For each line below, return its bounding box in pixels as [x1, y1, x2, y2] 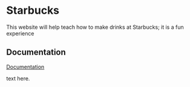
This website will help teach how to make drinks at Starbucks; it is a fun [6, 23, 184, 31]
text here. [6, 74, 30, 82]
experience [6, 29, 34, 37]
